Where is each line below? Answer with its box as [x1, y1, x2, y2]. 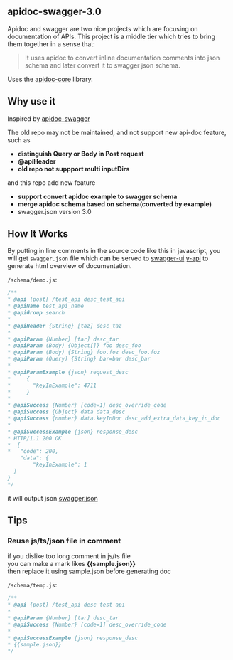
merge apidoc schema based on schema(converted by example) [17, 199, 212, 208]
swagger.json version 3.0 [17, 207, 92, 215]
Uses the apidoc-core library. [7, 75, 94, 83]
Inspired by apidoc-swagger [7, 114, 90, 123]
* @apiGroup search [7, 309, 65, 316]
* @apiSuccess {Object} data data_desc [7, 408, 126, 415]
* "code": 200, [7, 448, 59, 455]
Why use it [7, 95, 55, 107]
